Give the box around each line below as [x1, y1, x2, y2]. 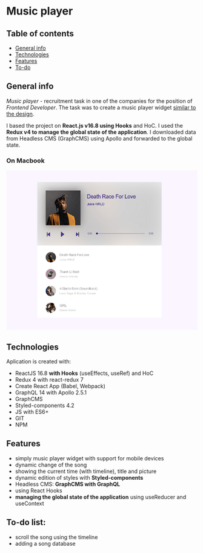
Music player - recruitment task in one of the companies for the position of [6, 97, 193, 104]
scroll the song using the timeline [15, 533, 98, 540]
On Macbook [6, 156, 45, 165]
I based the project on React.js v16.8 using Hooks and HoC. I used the [6, 122, 183, 129]
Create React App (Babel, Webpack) [15, 383, 106, 390]
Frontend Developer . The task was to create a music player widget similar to [6, 104, 196, 111]
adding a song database [15, 540, 76, 547]
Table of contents [6, 28, 74, 39]
